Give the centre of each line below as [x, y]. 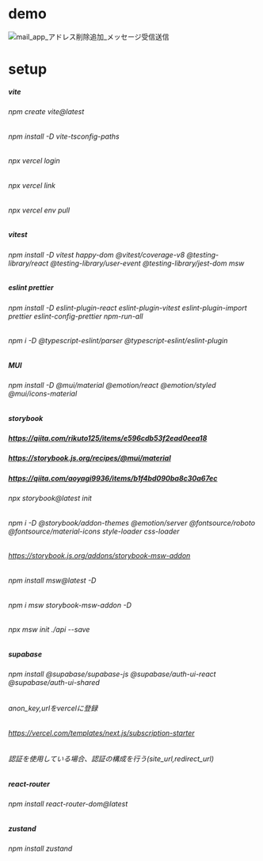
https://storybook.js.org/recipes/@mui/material [90, 458]
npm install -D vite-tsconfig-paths [64, 136]
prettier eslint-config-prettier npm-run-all [76, 316]
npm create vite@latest [46, 112]
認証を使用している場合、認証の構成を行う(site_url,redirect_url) [111, 759]
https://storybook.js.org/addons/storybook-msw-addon [99, 556]
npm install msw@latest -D [52, 580]
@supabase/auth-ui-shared [54, 683]
